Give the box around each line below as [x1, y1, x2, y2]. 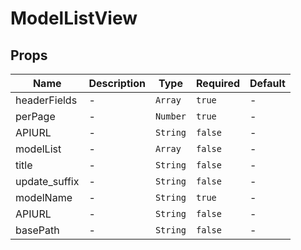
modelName [15, 191, 73, 204]
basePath [15, 223, 60, 237]
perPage [15, 110, 56, 123]
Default [249, 77, 286, 90]
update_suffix [15, 175, 80, 188]
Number [154, 111, 187, 122]
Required [196, 77, 240, 90]
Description [88, 77, 146, 90]
